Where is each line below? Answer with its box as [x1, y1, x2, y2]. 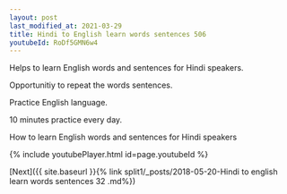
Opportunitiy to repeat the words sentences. [9, 80, 173, 90]
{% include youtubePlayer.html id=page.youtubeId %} [9, 149, 209, 160]
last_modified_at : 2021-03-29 [9, 21, 123, 30]
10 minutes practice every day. [9, 114, 123, 125]
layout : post [9, 13, 58, 22]
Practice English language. [9, 97, 108, 108]
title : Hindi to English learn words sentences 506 [9, 30, 206, 38]
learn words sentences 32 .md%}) [9, 176, 136, 187]
